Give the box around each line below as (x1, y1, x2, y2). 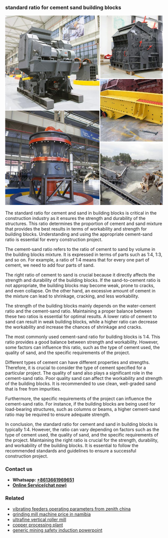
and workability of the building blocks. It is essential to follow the (5, 442, 138, 448)
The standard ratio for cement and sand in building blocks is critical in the (5, 209, 157, 216)
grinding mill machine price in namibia (12, 511, 91, 517)
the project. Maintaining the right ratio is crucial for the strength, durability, (5, 437, 159, 443)
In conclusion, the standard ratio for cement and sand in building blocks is (5, 421, 157, 427)
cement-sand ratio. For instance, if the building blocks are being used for (5, 400, 156, 406)
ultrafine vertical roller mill (12, 516, 66, 522)
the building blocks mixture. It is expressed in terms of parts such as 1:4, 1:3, (5, 251, 162, 257)
